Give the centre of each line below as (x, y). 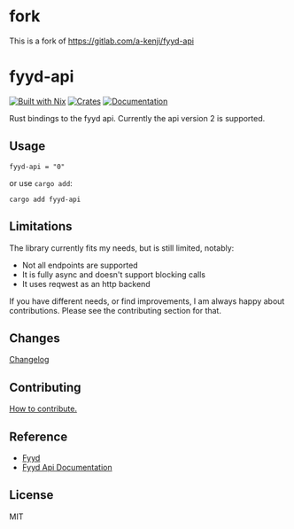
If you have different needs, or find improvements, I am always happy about (147, 301)
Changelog (29, 360)
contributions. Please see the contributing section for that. (115, 310)
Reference (39, 436)
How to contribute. (43, 408)
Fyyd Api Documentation (67, 467)
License (31, 495)
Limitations (41, 226)
